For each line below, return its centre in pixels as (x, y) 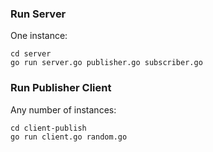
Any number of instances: (63, 109)
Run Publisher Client (61, 88)
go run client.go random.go (69, 137)
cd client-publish (48, 128)
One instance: (39, 36)
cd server (31, 54)
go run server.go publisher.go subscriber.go (106, 63)
